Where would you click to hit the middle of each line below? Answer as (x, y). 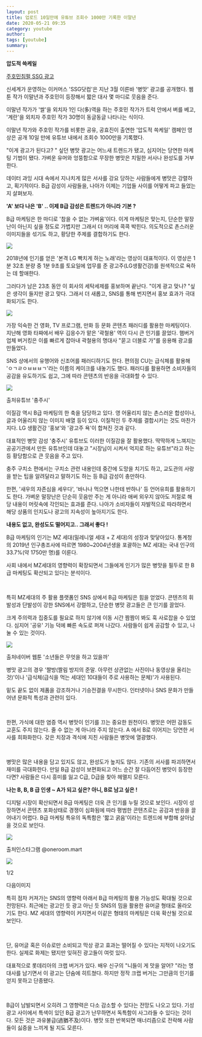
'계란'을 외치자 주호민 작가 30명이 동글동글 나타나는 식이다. (75, 117)
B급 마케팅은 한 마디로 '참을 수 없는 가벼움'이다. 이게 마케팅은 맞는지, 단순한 (95, 219)
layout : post (23, 12)
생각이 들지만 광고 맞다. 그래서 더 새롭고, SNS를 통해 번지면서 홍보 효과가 (98, 293)
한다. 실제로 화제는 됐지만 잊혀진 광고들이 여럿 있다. (66, 952)
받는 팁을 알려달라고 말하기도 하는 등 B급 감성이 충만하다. (79, 476)
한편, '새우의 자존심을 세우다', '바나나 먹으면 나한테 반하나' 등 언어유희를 (90, 489)
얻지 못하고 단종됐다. (30, 980)
